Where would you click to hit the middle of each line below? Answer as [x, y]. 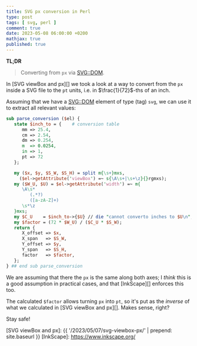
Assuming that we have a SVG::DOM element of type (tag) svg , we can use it [99, 101]
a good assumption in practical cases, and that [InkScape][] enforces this [95, 284]
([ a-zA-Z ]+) [44, 201]
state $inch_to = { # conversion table [66, 124]
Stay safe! [18, 319]
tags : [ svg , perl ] [31, 22]
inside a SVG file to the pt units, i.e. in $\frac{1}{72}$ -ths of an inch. [88, 90]
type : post [19, 17]
